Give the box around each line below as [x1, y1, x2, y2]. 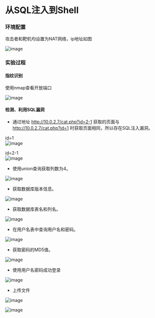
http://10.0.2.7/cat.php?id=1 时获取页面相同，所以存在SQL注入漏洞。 [12, 125, 153, 131]
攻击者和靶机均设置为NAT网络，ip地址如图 [5, 36, 92, 42]
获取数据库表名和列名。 [12, 206, 61, 212]
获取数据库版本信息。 [12, 186, 56, 192]
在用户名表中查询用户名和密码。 [12, 226, 78, 232]
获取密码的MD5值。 [12, 247, 53, 253]
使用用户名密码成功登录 [12, 267, 61, 273]
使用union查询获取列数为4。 [12, 165, 71, 171]
